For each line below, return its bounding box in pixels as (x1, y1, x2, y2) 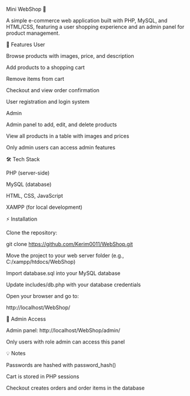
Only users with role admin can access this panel (6, 338, 125, 345)
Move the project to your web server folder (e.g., (6, 252, 124, 259)
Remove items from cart (6, 76, 65, 82)
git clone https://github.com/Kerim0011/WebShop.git (6, 241, 134, 247)
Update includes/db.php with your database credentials (6, 281, 141, 288)
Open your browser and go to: (6, 293, 79, 299)
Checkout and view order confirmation (6, 87, 100, 94)
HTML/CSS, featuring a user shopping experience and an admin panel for (6, 24, 185, 30)
